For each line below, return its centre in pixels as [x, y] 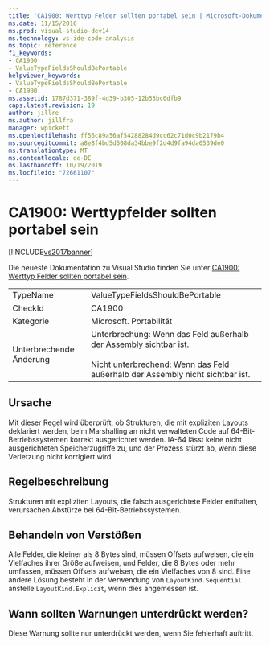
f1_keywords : [30, 53]
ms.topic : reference [43, 46]
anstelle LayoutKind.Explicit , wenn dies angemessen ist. [104, 589]
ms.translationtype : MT [48, 150]
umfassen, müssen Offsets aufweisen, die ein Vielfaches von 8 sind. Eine [129, 571]
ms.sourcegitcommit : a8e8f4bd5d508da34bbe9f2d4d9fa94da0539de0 [117, 143]
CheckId [28, 308]
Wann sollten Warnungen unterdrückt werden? [129, 613]
